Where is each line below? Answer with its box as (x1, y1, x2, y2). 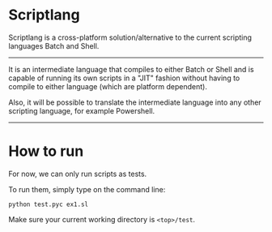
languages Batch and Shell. (8, 41, 100, 50)
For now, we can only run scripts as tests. (8, 169, 147, 178)
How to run (8, 142, 84, 161)
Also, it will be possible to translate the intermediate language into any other (8, 97, 261, 107)
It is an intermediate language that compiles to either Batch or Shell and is (8, 64, 254, 74)
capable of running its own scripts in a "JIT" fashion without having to (8, 73, 240, 83)
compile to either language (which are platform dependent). (8, 81, 208, 91)
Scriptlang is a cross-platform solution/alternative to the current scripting (8, 32, 253, 42)
